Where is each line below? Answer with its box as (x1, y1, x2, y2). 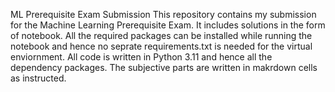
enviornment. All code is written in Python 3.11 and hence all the (10, 51, 273, 63)
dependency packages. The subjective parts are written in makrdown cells (10, 62, 318, 73)
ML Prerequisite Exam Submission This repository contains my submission (10, 9, 317, 20)
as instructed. (10, 72, 67, 84)
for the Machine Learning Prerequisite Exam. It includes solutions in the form (10, 19, 326, 31)
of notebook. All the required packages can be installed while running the (10, 30, 313, 41)
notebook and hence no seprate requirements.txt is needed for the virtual (10, 40, 313, 52)
